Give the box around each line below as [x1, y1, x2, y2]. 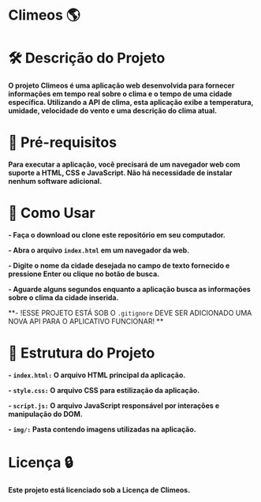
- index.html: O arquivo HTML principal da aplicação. [8, 370, 186, 380]
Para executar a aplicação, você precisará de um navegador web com [8, 159, 240, 170]
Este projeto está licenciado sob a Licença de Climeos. [8, 485, 191, 494]
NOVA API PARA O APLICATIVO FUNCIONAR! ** [8, 317, 164, 326]
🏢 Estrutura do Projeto [8, 344, 155, 362]
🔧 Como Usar [8, 204, 96, 222]
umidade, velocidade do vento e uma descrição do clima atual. [8, 106, 218, 115]
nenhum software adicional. [8, 177, 103, 186]
